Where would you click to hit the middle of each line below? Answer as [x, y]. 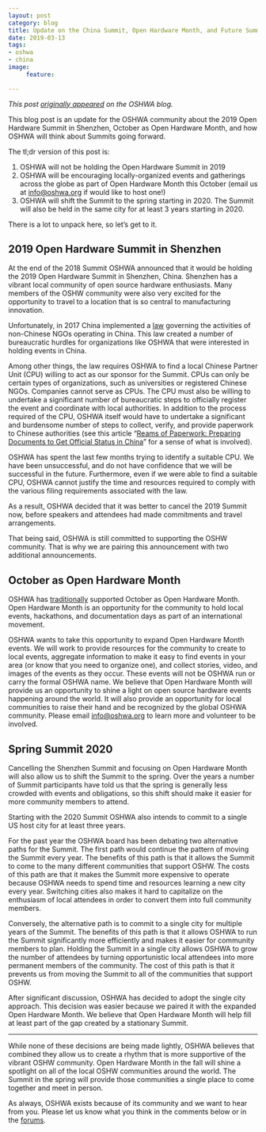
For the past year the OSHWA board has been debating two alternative [123, 841]
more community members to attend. [69, 802]
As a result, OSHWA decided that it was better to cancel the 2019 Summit [127, 506]
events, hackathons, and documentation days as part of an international [125, 616]
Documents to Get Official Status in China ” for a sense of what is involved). [130, 442]
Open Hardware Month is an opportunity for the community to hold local [126, 608]
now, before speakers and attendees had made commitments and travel [125, 515]
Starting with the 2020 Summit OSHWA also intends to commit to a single [128, 818]
